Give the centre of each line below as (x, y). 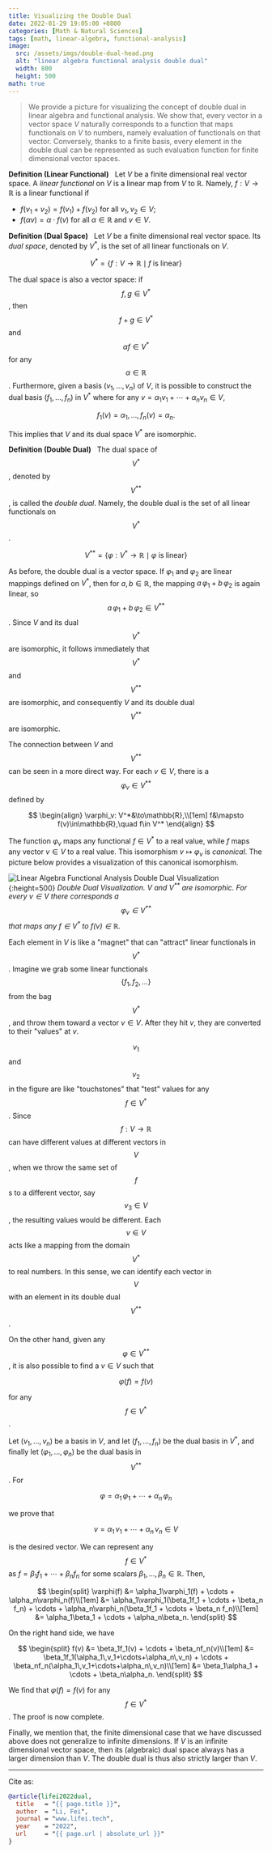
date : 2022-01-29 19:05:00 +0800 (65, 23)
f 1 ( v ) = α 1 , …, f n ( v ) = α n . (136, 416)
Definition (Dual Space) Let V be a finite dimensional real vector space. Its (135, 236)
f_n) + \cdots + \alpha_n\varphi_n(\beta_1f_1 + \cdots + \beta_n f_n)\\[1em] (136, 1609)
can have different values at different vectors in (87, 1141)
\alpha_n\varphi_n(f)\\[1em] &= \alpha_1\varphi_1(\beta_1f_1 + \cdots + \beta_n (136, 1600)
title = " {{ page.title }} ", (68, 1804)
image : (19, 46)
